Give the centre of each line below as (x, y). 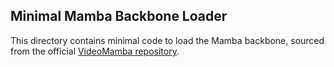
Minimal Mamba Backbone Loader (119, 16)
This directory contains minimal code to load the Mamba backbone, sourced (167, 40)
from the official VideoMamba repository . (95, 51)
